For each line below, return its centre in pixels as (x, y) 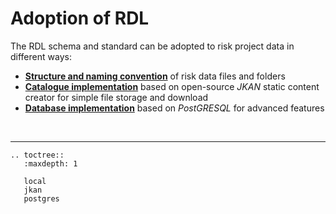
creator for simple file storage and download (116, 97)
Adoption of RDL (80, 18)
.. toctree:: (37, 155)
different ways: (41, 56)
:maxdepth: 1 (50, 163)
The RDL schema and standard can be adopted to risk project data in (152, 46)
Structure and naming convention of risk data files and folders (155, 76)
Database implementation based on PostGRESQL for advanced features (174, 108)
